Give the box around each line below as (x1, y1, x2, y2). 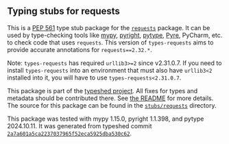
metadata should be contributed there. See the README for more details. (7, 94, 214, 102)
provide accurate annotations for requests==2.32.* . (7, 45, 152, 53)
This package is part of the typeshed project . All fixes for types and (7, 86, 198, 95)
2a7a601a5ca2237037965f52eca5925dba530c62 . (7, 129, 132, 137)
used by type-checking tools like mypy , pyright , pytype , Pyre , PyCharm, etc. (7, 31, 223, 39)
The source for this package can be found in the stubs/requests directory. (7, 101, 217, 109)
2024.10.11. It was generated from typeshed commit (7, 121, 152, 130)
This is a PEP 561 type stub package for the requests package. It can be (7, 23, 210, 32)
